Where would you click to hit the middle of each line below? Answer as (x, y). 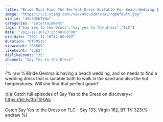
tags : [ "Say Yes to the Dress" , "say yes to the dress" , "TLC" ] (70, 28)
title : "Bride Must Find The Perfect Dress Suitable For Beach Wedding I (82, 10)
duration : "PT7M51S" (26, 41)
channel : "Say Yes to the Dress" (39, 60)
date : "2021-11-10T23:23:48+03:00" (41, 32)
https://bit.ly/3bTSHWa (28, 100)
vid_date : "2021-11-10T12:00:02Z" (40, 37)
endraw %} (16, 115)
